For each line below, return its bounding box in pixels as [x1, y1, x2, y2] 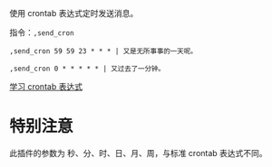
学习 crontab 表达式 [9, 81, 83, 92]
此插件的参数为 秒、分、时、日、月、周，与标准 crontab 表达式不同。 [9, 147, 267, 158]
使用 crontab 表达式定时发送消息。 [9, 8, 139, 18]
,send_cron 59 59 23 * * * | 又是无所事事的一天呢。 [9, 47, 198, 56]
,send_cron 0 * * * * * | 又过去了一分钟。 [9, 64, 166, 73]
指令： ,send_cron [9, 27, 74, 38]
